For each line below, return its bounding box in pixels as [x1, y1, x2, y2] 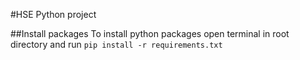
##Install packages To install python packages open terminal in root [10, 28, 290, 39]
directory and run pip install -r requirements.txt [10, 39, 223, 50]
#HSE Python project [10, 9, 97, 20]
